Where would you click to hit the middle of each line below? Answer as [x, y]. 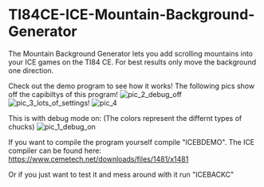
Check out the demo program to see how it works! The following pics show [132, 86]
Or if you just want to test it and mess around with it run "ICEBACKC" [121, 174]
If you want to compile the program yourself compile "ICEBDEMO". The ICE [132, 142]
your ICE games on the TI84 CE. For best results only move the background [132, 62]
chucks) [22, 127]
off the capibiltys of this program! [63, 94]
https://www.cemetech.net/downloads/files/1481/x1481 [99, 159]
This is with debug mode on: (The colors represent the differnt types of [125, 118]
